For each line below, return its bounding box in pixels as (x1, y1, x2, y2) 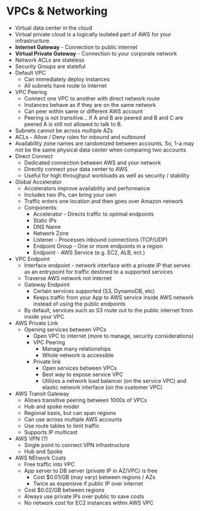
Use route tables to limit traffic (24, 422, 100, 429)
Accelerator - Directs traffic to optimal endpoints (33, 210, 154, 217)
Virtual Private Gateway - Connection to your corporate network (15, 50, 177, 57)
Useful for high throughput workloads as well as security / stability (24, 172, 190, 179)
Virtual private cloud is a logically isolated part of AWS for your (15, 30, 172, 37)
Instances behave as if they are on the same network (24, 101, 156, 108)
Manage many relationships (42, 345, 111, 352)
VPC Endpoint (15, 255, 50, 262)
